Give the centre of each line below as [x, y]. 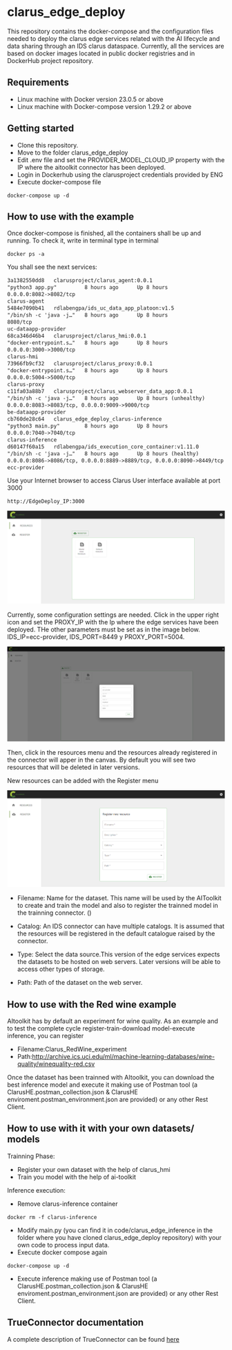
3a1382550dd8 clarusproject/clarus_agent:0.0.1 [80, 281]
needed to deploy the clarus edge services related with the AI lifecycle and [114, 38]
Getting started [41, 129]
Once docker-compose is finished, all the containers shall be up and [104, 234]
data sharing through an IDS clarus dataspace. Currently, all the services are [116, 46]
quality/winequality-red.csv [56, 1064]
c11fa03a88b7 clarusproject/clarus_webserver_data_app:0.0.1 [100, 392]
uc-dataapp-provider [37, 329]
